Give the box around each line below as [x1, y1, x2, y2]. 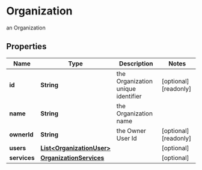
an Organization [6, 24, 46, 31]
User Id [116, 134, 137, 142]
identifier [116, 92, 142, 100]
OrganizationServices [40, 153, 105, 162]
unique [116, 84, 136, 93]
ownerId [9, 130, 34, 139]
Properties [6, 41, 47, 52]
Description [119, 59, 153, 67]
